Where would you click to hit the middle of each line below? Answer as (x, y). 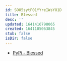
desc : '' (14, 19)
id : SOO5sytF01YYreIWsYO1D (33, 10)
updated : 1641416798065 (30, 24)
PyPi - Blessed (28, 53)
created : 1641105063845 (30, 29)
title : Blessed (21, 15)
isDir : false (19, 39)
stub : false (18, 34)
